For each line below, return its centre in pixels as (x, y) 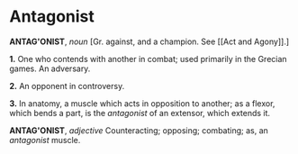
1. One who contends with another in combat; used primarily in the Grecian (148, 59)
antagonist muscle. (45, 140)
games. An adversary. (50, 68)
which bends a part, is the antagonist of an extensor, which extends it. (140, 113)
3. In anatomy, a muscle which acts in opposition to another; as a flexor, (142, 103)
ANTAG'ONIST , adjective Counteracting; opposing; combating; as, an (139, 130)
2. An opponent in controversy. (67, 86)
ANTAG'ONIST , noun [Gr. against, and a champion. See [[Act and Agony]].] (149, 41)
